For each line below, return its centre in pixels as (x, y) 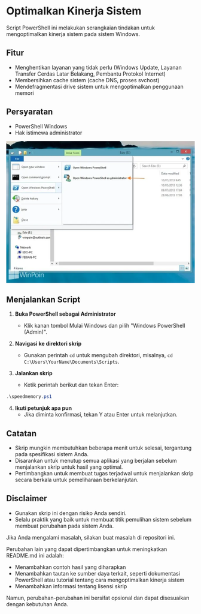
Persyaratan (30, 112)
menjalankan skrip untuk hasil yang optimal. (69, 467)
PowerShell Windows (41, 126)
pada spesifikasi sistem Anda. (51, 454)
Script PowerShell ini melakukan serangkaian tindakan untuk (81, 28)
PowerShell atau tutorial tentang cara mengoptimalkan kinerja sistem (99, 580)
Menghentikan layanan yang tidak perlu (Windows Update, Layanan (98, 67)
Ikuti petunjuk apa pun (43, 408)
